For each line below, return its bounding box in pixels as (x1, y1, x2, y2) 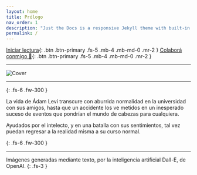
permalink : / (6, 31, 38, 36)
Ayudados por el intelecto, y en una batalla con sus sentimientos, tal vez (6, 122, 181, 129)
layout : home (6, 8, 38, 15)
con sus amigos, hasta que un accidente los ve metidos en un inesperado (6, 104, 184, 112)
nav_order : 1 (6, 19, 38, 25)
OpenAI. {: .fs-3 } (6, 163, 48, 170)
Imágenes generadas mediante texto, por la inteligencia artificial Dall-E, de (6, 156, 186, 163)
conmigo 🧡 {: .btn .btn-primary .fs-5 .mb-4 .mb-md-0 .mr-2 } (6, 53, 152, 60)
